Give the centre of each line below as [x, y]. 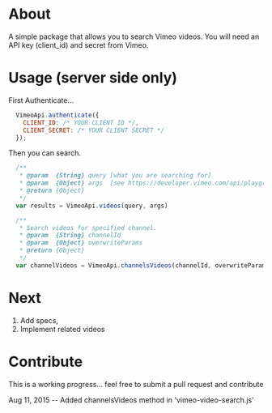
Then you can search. [45, 153]
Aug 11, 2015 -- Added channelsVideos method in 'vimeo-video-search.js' [132, 400]
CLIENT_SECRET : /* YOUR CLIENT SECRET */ [93, 130]
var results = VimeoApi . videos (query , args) [92, 206]
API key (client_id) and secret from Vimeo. [79, 45]
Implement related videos [62, 329]
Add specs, [39, 320]
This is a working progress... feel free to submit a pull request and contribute [136, 384]
